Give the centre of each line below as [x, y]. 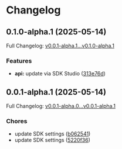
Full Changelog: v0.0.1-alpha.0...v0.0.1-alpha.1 [61, 106]
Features [19, 61]
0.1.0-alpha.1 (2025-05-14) [56, 32]
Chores [17, 122]
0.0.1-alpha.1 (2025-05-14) [56, 92]
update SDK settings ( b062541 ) [52, 134]
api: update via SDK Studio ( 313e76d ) [60, 74]
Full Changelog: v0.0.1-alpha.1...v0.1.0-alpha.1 [60, 46]
